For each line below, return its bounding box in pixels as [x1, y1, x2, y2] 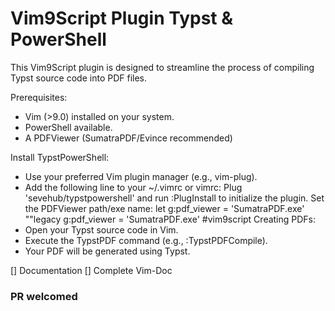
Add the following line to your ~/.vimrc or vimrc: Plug [24, 181, 243, 193]
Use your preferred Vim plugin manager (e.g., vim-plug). [24, 170, 258, 182]
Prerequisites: [10, 91, 68, 103]
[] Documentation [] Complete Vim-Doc [10, 264, 173, 276]
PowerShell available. [24, 121, 113, 133]
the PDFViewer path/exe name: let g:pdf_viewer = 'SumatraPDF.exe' [24, 202, 305, 214]
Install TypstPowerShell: [10, 151, 110, 163]
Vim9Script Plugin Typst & [10, 7, 234, 30]
